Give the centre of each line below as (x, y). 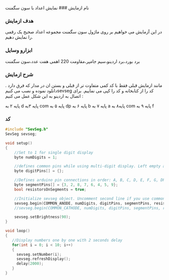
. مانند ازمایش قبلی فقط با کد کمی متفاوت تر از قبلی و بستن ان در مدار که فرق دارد (84, 85)
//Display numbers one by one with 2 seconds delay (67, 240)
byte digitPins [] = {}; (39, 171)
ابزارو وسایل (19, 50)
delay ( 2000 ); (30, 264)
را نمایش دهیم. (19, 37)
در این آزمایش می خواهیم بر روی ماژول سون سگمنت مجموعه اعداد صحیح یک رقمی (84, 32)
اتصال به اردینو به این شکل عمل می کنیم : (45, 96)
